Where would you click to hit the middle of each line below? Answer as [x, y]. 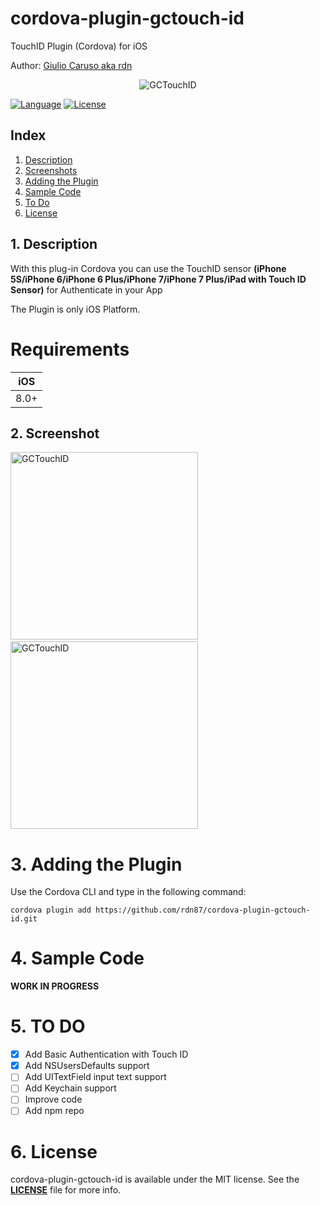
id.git [24, 919]
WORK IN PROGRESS [55, 986]
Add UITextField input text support [95, 1077]
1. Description [54, 244]
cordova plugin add [51, 910]
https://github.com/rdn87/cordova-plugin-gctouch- [203, 910]
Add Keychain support [70, 1088]
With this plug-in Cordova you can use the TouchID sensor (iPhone [148, 268]
